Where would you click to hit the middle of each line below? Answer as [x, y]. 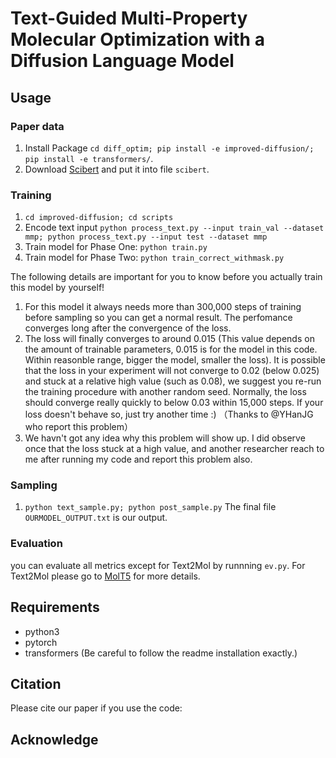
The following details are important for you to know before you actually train [166, 277]
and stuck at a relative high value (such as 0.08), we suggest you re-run [173, 381]
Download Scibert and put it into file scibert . [117, 169]
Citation [36, 683]
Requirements [55, 607]
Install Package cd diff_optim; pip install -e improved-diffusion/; [169, 148]
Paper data [37, 126]
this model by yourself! [57, 288]
